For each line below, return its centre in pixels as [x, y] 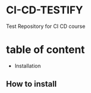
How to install [32, 84]
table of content [45, 50]
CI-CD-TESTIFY [45, 10]
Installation [28, 66]
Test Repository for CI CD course [46, 26]
